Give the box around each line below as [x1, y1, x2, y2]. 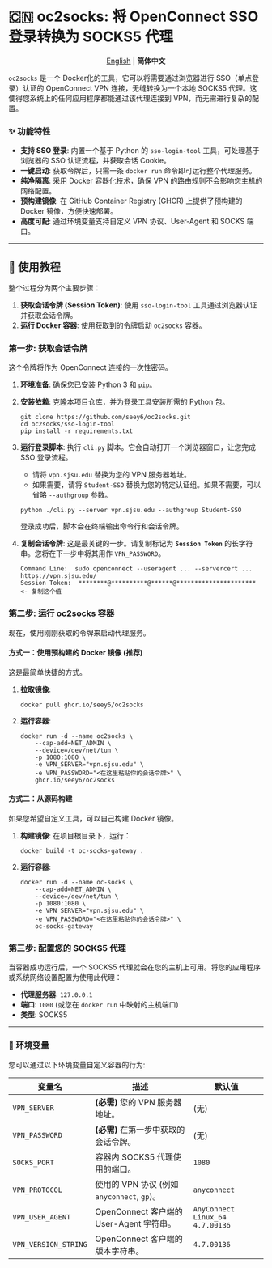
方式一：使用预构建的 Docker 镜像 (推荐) [8, 648, 143, 658]
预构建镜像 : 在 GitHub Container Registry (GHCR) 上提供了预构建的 [19, 196, 243, 206]
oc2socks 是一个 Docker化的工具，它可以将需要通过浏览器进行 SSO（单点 [8, 73, 253, 83]
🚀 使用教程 [8, 260, 61, 274]
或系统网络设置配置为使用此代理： [8, 973, 122, 982]
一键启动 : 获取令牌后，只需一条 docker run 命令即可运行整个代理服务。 [19, 166, 257, 176]
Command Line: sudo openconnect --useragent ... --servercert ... [19, 565, 253, 573]
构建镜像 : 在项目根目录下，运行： [19, 831, 131, 841]
